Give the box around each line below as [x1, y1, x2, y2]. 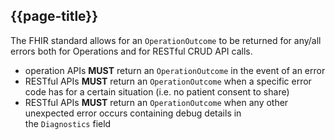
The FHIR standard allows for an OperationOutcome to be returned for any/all [10, 34, 322, 46]
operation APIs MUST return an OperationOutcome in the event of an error [24, 64, 326, 76]
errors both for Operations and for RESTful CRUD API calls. [10, 45, 253, 57]
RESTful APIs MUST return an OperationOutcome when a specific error [24, 75, 312, 87]
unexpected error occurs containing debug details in [24, 107, 242, 119]
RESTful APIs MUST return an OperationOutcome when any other [24, 96, 289, 108]
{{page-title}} [10, 8, 99, 25]
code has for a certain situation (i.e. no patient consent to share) [24, 85, 290, 98]
